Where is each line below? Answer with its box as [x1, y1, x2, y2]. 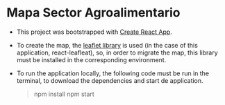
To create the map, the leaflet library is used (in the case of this [16, 41, 199, 49]
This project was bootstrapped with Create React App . [16, 28, 173, 36]
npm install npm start [33, 90, 94, 98]
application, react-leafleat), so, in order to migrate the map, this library [16, 48, 218, 57]
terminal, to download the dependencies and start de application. [16, 76, 203, 84]
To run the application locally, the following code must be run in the [16, 69, 210, 77]
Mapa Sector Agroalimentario [6, 5, 181, 21]
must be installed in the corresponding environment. [16, 55, 167, 64]
